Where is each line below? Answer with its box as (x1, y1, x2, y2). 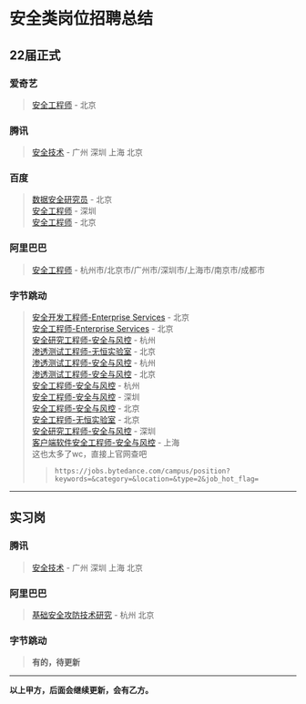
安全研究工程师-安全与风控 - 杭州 (31, 334, 157, 346)
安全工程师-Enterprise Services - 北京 (31, 323, 174, 334)
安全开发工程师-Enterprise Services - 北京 (31, 311, 189, 323)
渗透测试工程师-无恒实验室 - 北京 (31, 346, 157, 357)
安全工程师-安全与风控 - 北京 (31, 403, 140, 414)
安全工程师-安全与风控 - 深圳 (31, 392, 140, 403)
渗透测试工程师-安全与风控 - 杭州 (31, 357, 157, 369)
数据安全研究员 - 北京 (31, 194, 113, 205)
